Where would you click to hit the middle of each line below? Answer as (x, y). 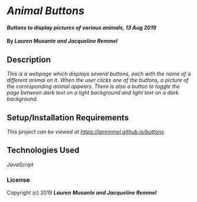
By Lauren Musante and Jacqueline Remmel (62, 41)
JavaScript (20, 164)
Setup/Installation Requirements (68, 117)
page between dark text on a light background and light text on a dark (93, 93)
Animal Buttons (46, 11)
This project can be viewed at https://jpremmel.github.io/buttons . (86, 132)
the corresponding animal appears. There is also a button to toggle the (93, 86)
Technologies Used (43, 150)
